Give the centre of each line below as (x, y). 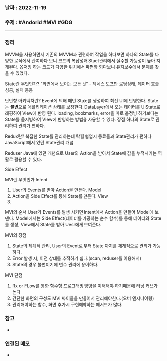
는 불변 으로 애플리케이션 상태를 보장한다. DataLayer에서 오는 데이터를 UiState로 (83, 107)
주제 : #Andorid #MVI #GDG (39, 22)
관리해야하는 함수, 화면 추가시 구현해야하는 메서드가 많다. (67, 304)
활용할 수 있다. (28, 159)
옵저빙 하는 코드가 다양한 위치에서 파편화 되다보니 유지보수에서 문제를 (87, 67)
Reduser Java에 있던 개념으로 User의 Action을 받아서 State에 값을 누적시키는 (81, 153)
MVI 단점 (14, 275)
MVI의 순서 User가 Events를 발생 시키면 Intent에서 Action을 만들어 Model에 (79, 212)
